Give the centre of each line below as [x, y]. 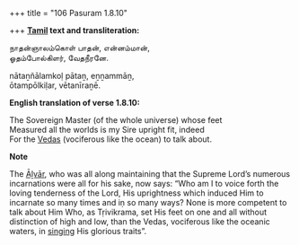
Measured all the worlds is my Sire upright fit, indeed [107, 130]
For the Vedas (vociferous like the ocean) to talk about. [111, 139]
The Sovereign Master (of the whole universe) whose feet [116, 120]
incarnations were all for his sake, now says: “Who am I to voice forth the [144, 184]
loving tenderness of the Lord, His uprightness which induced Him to [136, 193]
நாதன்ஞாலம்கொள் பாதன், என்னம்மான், [80, 48]
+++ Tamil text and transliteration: [75, 30]
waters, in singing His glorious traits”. [78, 231]
